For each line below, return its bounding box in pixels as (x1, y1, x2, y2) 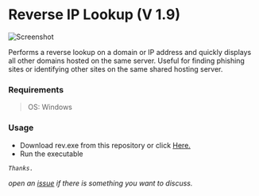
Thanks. (8, 164, 34, 172)
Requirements (8, 84, 64, 95)
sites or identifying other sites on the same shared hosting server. (8, 64, 223, 73)
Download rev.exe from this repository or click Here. (19, 140, 191, 150)
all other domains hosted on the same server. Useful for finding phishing (8, 56, 245, 65)
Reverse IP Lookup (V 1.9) (8, 6, 181, 24)
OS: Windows (27, 102, 73, 112)
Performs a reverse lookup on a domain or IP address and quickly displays (8, 47, 252, 57)
